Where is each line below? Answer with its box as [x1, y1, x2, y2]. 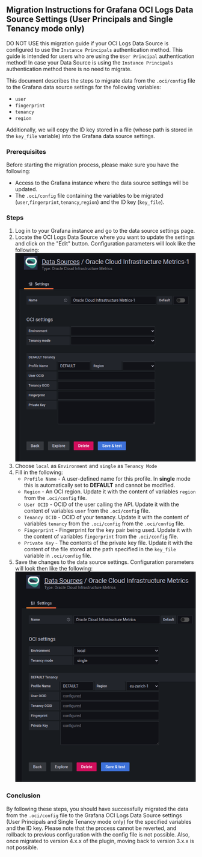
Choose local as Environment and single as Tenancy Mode [14, 463, 158, 470]
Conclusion [6, 791, 41, 800]
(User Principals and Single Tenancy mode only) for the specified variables [6, 818, 192, 825]
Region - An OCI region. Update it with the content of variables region [23, 488, 196, 495]
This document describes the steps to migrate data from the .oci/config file [6, 77, 195, 84]
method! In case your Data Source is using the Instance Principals [6, 59, 173, 66]
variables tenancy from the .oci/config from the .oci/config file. [23, 520, 185, 527]
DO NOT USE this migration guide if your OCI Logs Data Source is [6, 39, 169, 47]
